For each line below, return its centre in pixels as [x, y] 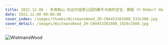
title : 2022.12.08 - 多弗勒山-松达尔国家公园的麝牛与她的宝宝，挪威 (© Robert [81, 10]
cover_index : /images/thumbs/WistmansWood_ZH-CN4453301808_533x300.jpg [81, 19]
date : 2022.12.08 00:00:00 [33, 14]
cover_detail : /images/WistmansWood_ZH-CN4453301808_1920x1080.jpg [77, 23]
